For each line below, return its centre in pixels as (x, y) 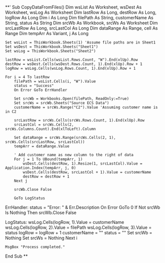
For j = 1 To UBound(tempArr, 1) (48, 159)
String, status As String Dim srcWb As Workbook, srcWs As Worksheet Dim (82, 23)
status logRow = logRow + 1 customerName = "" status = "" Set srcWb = (79, 233)
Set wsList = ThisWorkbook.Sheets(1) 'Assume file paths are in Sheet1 (80, 43)
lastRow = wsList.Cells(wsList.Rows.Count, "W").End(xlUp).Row (72, 60)
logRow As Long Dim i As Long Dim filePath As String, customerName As (79, 18)
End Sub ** (17, 256)
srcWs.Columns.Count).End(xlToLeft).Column (51, 129)
